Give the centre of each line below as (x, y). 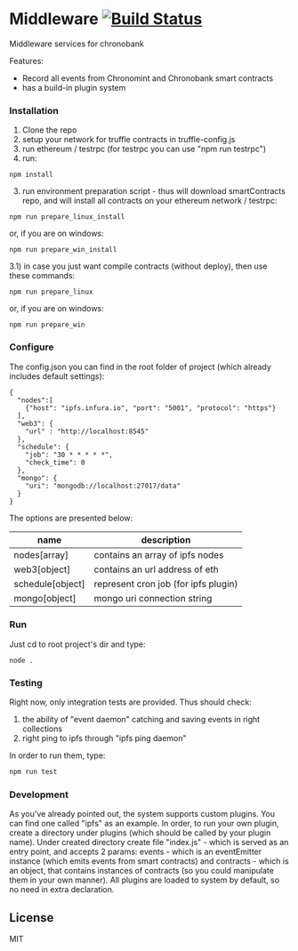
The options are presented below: (71, 518)
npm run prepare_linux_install (67, 217)
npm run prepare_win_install (63, 250)
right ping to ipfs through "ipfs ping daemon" (104, 738)
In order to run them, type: (57, 755)
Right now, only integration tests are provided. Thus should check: (130, 702)
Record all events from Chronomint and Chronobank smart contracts (148, 78)
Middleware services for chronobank (77, 44)
